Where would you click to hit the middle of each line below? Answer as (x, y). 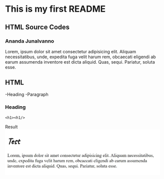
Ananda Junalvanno (30, 41)
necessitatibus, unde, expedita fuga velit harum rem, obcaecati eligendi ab (81, 57)
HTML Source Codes (37, 27)
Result (12, 127)
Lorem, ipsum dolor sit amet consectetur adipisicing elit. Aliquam (71, 51)
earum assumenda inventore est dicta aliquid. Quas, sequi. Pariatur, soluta (80, 62)
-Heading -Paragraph (27, 94)
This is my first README (55, 9)
